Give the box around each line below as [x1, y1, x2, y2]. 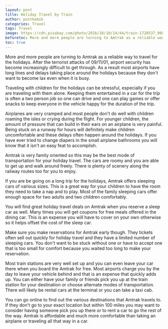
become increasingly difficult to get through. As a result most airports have [5, 64, 160, 70]
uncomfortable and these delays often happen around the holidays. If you [5, 131, 156, 138]
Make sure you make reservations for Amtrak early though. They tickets [5, 229, 153, 235]
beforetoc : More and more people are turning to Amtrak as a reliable [5, 36, 155, 41]
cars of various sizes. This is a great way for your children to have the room [5, 183, 161, 189]
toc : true [5, 40, 26, 45]
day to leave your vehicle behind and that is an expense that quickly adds [5, 271, 156, 277]
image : [5, 31, 19, 36]
